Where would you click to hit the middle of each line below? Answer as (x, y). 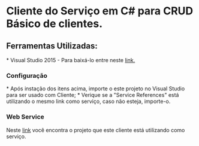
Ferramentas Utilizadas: (52, 46)
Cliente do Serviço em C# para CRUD (100, 11)
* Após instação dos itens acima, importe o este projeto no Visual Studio (96, 89)
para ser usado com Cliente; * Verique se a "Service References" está (93, 95)
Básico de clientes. (55, 24)
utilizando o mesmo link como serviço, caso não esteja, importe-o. (88, 101)
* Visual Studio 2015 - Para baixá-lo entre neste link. (71, 60)
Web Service (25, 117)
